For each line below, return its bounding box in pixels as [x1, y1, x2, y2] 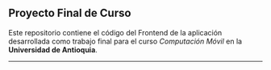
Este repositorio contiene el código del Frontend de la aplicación [8, 27, 223, 37]
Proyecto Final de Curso [8, 6, 131, 20]
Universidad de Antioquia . [8, 44, 98, 55]
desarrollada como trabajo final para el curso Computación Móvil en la [8, 36, 243, 46]
